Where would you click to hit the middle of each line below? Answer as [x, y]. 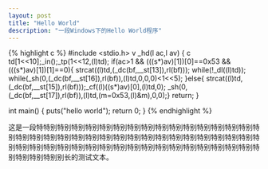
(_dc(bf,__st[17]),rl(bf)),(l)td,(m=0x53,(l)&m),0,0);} [89, 96]
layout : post [30, 16]
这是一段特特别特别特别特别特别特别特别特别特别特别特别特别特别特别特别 [130, 128]
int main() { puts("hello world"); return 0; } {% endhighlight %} [110, 111]
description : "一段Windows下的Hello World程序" [85, 30]
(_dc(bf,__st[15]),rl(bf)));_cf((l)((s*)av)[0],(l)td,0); [87, 87]
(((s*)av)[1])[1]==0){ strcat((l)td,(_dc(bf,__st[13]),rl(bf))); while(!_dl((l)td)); [127, 70]
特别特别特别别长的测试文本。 [64, 157]
